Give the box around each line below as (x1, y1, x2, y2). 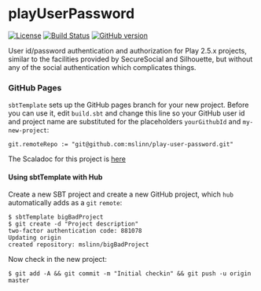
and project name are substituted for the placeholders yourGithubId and (8, 117, 241, 127)
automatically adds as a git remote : (8, 198, 123, 208)
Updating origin (8, 234, 61, 242)
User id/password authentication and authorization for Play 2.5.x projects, (8, 46, 248, 55)
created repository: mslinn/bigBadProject (8, 241, 149, 249)
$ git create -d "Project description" (8, 220, 139, 228)
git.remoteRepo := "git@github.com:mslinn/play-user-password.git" (8, 141, 234, 149)
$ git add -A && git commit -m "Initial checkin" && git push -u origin (8, 270, 252, 278)
